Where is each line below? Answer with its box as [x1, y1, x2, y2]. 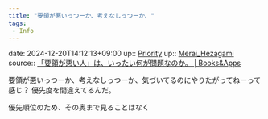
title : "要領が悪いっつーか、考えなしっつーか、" [8, 11, 155, 20]
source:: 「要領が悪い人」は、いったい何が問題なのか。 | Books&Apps [8, 58, 241, 68]
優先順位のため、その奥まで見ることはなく [8, 102, 150, 113]
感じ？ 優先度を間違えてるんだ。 [8, 85, 116, 95]
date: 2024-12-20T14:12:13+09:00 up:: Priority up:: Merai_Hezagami [8, 49, 235, 59]
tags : [8, 19, 27, 27]
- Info [11, 27, 35, 35]
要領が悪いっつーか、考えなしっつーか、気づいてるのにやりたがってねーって [8, 76, 262, 85]
